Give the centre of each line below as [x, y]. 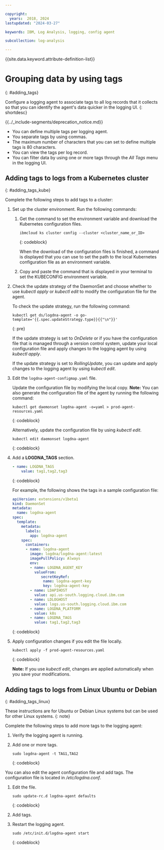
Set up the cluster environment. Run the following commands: [74, 209]
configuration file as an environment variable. [65, 262]
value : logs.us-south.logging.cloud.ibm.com [80, 604]
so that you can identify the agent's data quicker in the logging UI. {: [74, 107]
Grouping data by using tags [64, 79]
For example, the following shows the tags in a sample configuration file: [85, 490]
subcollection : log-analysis [35, 41]
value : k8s [45, 613]
